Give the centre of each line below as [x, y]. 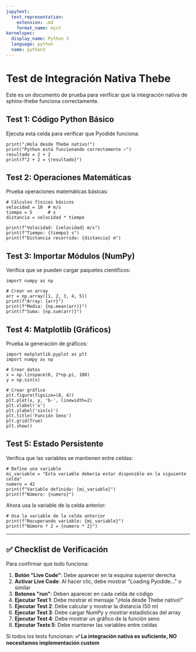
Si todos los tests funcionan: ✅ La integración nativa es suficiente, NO [92, 636]
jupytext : [18, 11]
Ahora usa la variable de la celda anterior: [56, 505]
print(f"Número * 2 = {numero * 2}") [52, 526]
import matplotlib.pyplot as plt [47, 354]
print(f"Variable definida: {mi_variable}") [61, 489]
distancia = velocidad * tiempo [45, 218]
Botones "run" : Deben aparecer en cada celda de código [84, 593]
